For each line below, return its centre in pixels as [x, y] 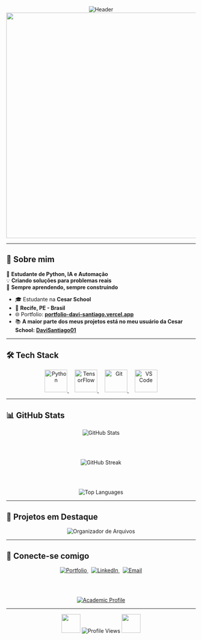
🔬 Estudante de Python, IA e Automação [57, 274]
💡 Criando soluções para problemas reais [59, 280]
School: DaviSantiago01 [45, 330]
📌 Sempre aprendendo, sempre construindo [62, 287]
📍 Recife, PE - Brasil [40, 308]
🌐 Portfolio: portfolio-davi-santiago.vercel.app [74, 314]
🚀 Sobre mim [31, 260]
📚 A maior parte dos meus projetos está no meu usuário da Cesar [99, 321]
